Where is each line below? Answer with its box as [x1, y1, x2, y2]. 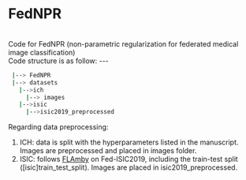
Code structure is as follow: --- [8, 56, 109, 66]
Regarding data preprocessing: [8, 122, 109, 132]
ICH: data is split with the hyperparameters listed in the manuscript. [19, 137, 239, 147]
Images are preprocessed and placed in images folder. [19, 146, 197, 156]
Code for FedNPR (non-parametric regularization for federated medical [8, 39, 239, 48]
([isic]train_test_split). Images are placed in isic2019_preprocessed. [19, 163, 238, 172]
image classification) [8, 47, 76, 57]
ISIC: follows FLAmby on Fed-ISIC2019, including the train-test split [19, 155, 238, 164]
